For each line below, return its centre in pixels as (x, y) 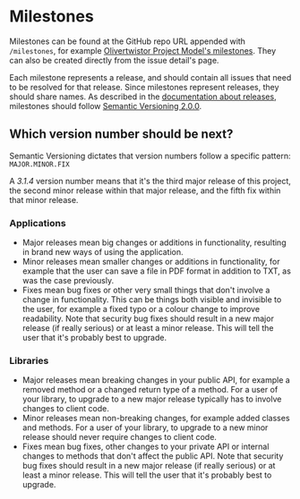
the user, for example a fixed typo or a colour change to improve (141, 309)
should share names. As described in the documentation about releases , (143, 97)
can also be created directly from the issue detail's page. (114, 60)
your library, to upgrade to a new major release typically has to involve (152, 399)
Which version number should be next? (121, 135)
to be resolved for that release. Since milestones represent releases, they (144, 87)
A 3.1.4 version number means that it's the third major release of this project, (150, 181)
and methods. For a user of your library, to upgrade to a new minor (145, 427)
